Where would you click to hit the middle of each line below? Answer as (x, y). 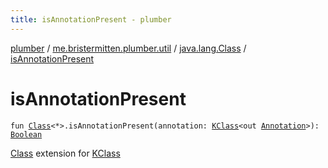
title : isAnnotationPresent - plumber (91, 19)
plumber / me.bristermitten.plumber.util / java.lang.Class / (128, 48)
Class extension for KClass (65, 153)
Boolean (26, 134)
